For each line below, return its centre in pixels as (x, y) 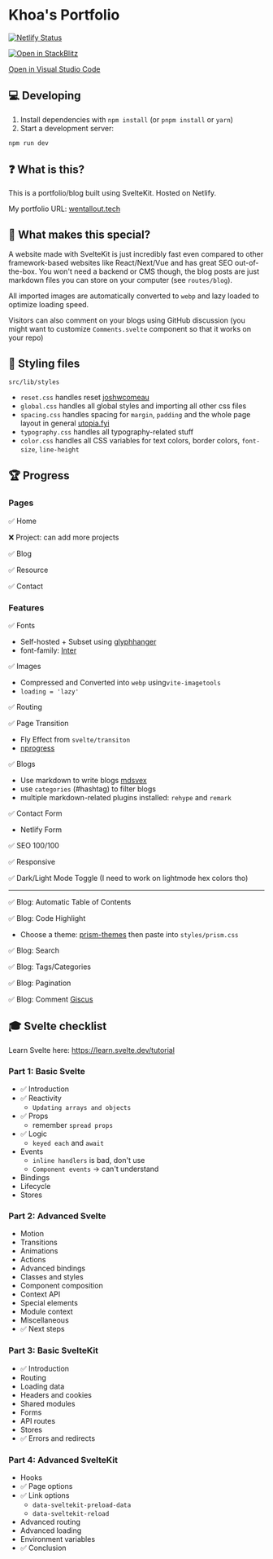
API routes (37, 1420)
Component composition (61, 1286)
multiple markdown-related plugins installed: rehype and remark (126, 798)
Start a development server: (67, 128)
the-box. (23, 271)
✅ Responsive (32, 862)
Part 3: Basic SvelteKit (54, 1350)
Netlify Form (41, 830)
